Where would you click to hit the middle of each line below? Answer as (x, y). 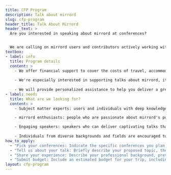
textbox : (15, 52)
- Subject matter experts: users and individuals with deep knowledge (91, 109)
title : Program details (35, 61)
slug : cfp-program (25, 19)
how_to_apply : (20, 141)
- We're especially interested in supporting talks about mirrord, (87, 80)
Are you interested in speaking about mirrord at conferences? (78, 33)
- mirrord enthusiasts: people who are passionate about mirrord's (87, 118)
